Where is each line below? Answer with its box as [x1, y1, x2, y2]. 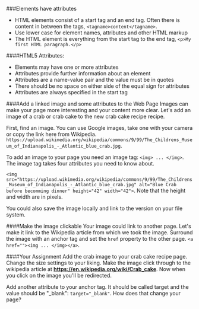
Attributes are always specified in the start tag [14, 89, 128, 95]
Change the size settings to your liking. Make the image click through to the [6, 259, 191, 266]
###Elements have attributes [6, 5, 77, 12]
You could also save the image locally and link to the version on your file [6, 205, 183, 212]
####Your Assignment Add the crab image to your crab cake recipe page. [6, 253, 188, 260]
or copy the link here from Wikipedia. [6, 130, 97, 138]
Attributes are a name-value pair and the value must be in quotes [14, 77, 174, 83]
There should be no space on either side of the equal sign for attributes [14, 82, 190, 90]
